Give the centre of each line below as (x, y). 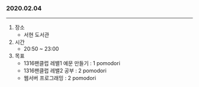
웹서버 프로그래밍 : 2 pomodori (60, 78)
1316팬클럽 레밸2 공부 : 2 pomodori (65, 71)
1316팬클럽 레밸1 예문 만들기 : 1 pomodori (72, 63)
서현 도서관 (36, 35)
